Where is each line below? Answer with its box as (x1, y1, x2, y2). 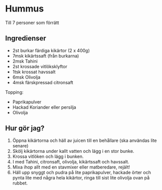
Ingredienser (5, 34, 47, 43)
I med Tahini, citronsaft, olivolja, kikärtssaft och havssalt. (12, 158, 129, 164)
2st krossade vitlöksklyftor (12, 63, 68, 69)
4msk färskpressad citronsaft (12, 79, 74, 85)
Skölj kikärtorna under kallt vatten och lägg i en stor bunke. (12, 148, 134, 154)
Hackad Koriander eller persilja (12, 104, 76, 110)
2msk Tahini (12, 58, 38, 64)
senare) (12, 142, 29, 148)
